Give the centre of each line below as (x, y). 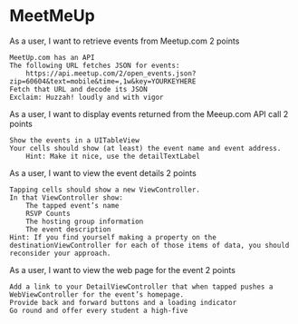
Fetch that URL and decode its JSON (78, 89)
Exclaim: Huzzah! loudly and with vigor (87, 97)
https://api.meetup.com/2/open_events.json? (111, 74)
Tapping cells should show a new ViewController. (105, 190)
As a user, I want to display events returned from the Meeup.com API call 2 (149, 113)
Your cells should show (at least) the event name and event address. (145, 148)
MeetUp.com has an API (52, 57)
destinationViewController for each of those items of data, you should (149, 245)
